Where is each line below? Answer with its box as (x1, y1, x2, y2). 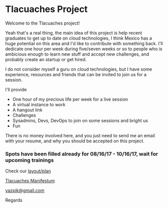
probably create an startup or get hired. (5, 56, 87, 62)
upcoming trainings (5, 156, 54, 163)
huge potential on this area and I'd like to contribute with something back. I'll (5, 40, 163, 46)
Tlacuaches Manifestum (5, 178, 55, 184)
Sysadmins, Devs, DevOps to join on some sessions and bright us (12, 117, 148, 123)
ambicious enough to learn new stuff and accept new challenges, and (5, 51, 149, 57)
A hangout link (12, 107, 43, 113)
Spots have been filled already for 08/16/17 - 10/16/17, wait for (5, 150, 158, 157)
